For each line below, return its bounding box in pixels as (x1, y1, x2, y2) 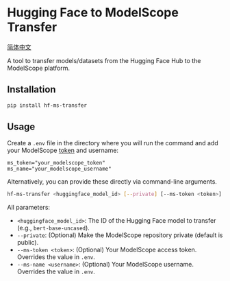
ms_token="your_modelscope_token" (7, 160, 106, 167)
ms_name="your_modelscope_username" (7, 166, 112, 173)
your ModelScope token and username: (7, 146, 118, 155)
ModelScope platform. (7, 64, 71, 72)
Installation (7, 84, 56, 95)
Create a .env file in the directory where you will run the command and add (7, 139, 219, 147)
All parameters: (7, 204, 50, 212)
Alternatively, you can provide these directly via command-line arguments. (7, 178, 218, 186)
